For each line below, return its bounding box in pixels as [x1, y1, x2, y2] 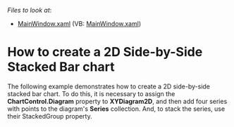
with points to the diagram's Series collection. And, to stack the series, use [7, 105, 226, 113]
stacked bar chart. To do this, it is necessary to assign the [7, 89, 175, 98]
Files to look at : [7, 6, 52, 14]
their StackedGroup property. [7, 112, 93, 120]
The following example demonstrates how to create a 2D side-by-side [7, 82, 210, 91]
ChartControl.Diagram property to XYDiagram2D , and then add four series [7, 97, 228, 105]
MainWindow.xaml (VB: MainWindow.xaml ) [17, 20, 142, 27]
